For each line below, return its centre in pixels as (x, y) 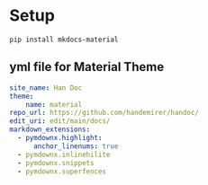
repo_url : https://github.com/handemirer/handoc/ (104, 113)
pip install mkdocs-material (64, 40)
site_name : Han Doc (46, 88)
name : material (54, 104)
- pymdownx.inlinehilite (64, 154)
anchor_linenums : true (76, 146)
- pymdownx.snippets (56, 163)
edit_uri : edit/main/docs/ (60, 121)
